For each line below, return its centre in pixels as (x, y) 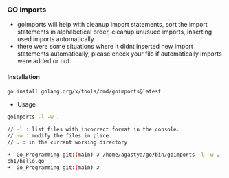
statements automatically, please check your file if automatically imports (119, 54)
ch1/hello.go (26, 161)
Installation (23, 76)
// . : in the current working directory (67, 142)
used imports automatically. (56, 39)
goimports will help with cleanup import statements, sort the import (112, 25)
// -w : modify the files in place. (59, 136)
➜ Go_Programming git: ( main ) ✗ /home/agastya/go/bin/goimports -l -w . (113, 155)
